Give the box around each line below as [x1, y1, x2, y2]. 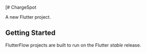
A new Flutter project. [5, 14, 51, 20]
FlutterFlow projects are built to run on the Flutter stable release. [5, 42, 141, 48]
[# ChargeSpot [5, 5, 37, 10]
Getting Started [5, 29, 56, 37]
